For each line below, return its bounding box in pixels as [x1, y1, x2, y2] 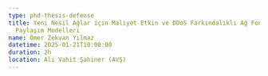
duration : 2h [8, 48, 52, 56]
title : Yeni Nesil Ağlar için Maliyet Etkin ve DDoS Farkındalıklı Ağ [8, 19, 248, 27]
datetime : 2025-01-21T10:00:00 [8, 41, 112, 49]
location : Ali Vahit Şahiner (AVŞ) [8, 56, 127, 64]
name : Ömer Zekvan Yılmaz [8, 33, 94, 42]
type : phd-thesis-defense [8, 11, 94, 20]
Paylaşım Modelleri [15, 26, 81, 34]
